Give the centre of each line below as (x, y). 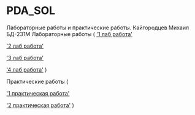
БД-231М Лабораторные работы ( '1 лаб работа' (70, 34)
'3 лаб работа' (25, 57)
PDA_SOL (31, 11)
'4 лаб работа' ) (27, 69)
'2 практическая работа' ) (40, 105)
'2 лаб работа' (25, 46)
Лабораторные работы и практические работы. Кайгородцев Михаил (98, 28)
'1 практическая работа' (38, 93)
